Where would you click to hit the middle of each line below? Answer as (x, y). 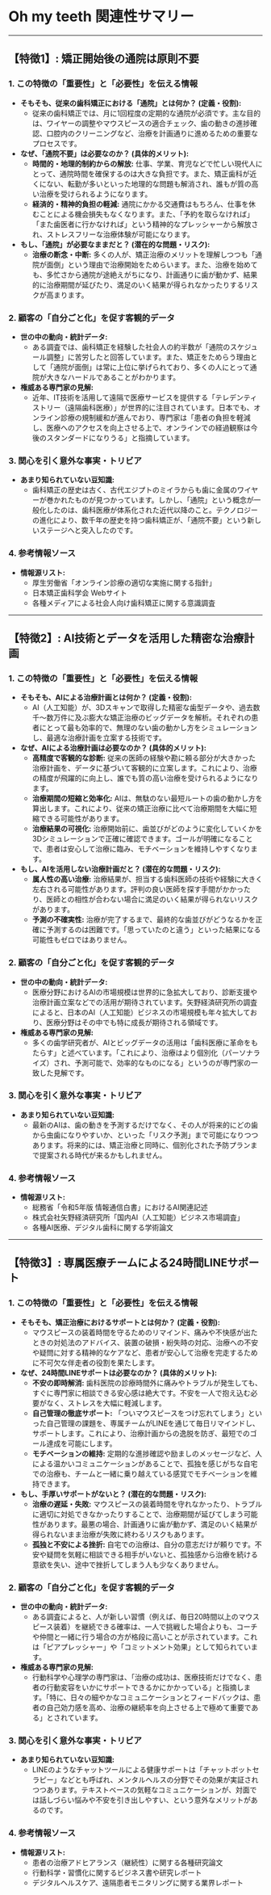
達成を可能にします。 (81, 1443)
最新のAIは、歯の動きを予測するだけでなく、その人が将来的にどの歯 (145, 1124)
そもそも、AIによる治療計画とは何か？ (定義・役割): (106, 697)
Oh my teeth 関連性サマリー (101, 17)
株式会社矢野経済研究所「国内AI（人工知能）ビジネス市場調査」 (138, 1217)
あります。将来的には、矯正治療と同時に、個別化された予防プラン (141, 1145)
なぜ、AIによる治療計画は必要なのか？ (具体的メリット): (113, 748)
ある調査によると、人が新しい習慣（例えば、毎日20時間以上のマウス (146, 1617)
